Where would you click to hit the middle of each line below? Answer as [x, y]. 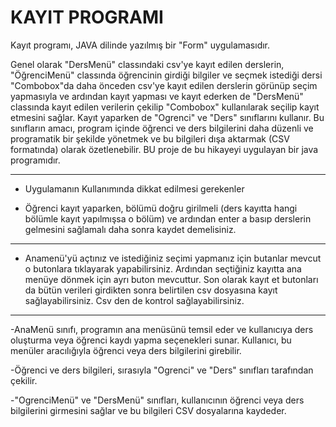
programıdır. [35, 160]
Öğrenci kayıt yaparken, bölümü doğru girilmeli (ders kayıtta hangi [161, 208]
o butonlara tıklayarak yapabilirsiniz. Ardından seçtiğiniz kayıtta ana [163, 268]
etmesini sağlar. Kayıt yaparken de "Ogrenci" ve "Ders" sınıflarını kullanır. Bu [167, 117]
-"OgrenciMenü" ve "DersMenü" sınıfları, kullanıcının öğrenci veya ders [157, 400]
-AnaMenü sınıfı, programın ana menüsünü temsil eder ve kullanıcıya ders [162, 329]
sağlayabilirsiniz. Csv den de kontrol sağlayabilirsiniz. [134, 300]
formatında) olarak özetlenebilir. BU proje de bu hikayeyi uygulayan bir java [164, 149]
